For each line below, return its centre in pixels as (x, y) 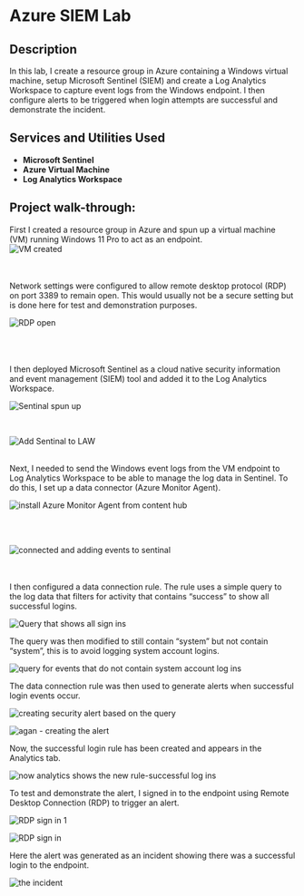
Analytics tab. (35, 757)
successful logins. (43, 606)
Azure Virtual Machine (66, 170)
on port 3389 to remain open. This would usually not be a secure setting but (152, 295)
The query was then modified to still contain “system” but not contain (139, 641)
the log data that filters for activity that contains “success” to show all (139, 596)
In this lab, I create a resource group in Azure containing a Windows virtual (149, 71)
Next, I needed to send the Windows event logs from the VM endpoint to (145, 468)
